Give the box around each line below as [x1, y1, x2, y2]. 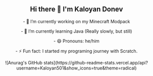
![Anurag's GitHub [5, 59, 43, 65]
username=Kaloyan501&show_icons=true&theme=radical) [16, 65, 137, 71]
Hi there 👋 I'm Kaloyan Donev [30, 5, 123, 14]
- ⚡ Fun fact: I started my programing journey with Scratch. [15, 48, 138, 54]
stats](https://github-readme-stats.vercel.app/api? [43, 59, 148, 65]
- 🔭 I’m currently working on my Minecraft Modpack [23, 18, 130, 24]
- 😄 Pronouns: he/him [53, 38, 100, 44]
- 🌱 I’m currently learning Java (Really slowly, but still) [21, 28, 132, 34]
